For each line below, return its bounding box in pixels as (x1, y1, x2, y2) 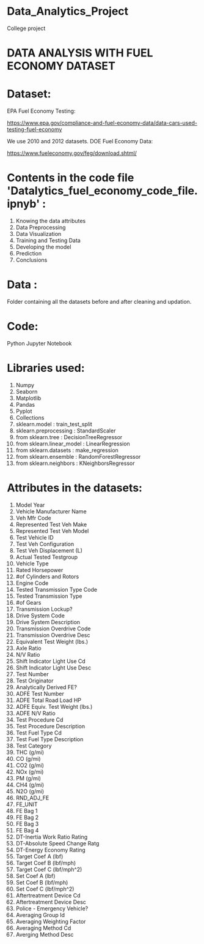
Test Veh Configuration (15, 540, 75, 548)
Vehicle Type (15, 559, 49, 567)
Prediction (15, 250, 42, 257)
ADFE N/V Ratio (15, 709, 56, 717)
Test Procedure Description (15, 722, 85, 730)
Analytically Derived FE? (15, 683, 77, 690)
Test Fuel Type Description (15, 735, 84, 742)
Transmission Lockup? (15, 605, 73, 613)
